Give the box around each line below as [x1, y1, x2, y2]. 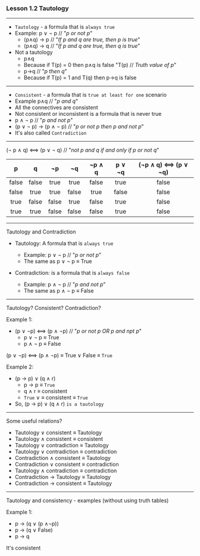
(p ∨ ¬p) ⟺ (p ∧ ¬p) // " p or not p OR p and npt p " [14, 327, 142, 335]
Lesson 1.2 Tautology [6, 4, 70, 13]
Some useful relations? [6, 417, 62, 425]
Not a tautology [14, 49, 53, 56]
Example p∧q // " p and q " [14, 97, 79, 105]
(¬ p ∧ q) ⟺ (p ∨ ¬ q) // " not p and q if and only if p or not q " [6, 146, 160, 153]
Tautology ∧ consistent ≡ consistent [14, 435, 103, 443]
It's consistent [6, 545, 41, 552]
